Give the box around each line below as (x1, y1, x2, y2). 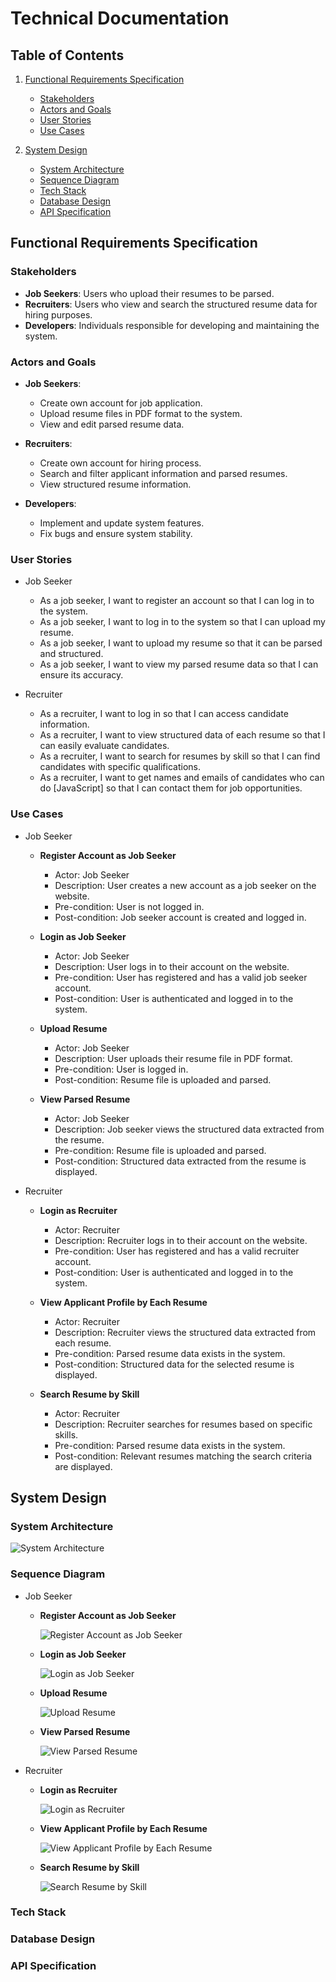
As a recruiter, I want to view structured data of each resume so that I (39, 729, 326, 741)
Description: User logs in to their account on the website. (54, 960, 290, 972)
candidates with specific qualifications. (39, 761, 201, 773)
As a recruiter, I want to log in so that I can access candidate (39, 708, 289, 720)
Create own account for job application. (39, 397, 203, 409)
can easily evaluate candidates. (39, 740, 170, 752)
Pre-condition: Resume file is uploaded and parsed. (54, 1144, 267, 1156)
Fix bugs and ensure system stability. (39, 527, 193, 539)
